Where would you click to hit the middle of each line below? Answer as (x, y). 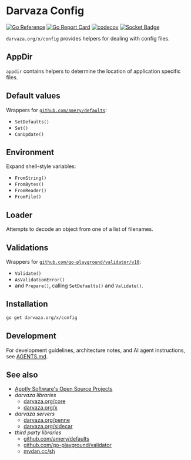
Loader (19, 215)
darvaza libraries (35, 395)
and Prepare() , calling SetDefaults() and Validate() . (79, 286)
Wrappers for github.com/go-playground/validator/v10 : (73, 262)
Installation (27, 304)
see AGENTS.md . (27, 356)
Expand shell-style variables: (41, 166)
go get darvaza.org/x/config (42, 318)
